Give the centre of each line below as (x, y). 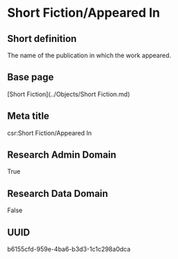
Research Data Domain (58, 193)
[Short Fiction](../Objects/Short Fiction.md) (69, 94)
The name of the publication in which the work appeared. (89, 55)
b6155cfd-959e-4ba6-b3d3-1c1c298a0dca (69, 249)
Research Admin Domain (62, 155)
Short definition (42, 39)
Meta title (29, 116)
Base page (31, 77)
